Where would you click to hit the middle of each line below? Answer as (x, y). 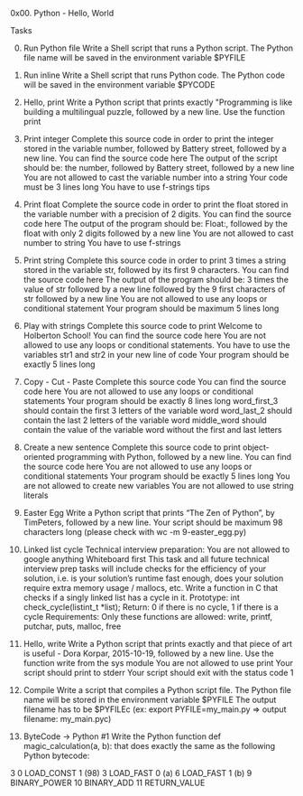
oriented (39, 457)
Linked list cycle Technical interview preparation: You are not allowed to (156, 549)
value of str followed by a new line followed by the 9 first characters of (154, 289)
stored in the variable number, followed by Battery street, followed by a (155, 149)
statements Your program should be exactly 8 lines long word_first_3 (151, 401)
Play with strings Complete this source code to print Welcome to (142, 326)
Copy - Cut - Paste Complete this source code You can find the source (155, 382)
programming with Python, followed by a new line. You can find (174, 457)
